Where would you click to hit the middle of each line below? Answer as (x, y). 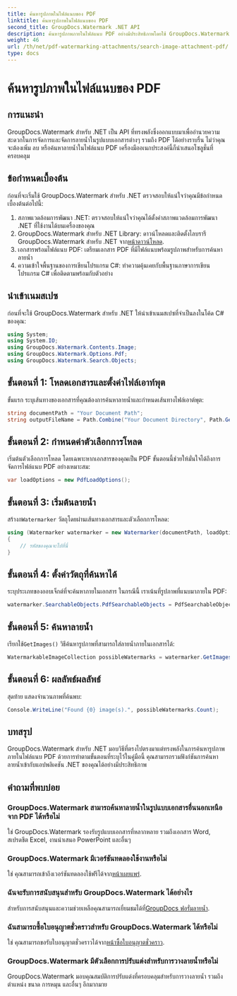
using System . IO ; (33, 341)
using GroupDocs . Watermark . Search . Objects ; (72, 361)
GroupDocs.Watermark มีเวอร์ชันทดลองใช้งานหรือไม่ (87, 858)
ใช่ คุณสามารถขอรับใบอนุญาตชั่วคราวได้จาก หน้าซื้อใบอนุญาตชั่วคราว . (86, 942)
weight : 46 (23, 40)
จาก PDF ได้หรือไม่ (34, 816)
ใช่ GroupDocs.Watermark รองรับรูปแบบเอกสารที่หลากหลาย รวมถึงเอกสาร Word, (109, 832)
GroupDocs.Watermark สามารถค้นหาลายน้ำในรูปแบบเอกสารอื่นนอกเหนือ (115, 807)
